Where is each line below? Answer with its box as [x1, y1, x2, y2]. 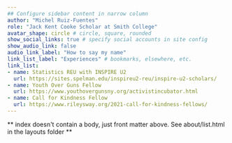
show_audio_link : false [7, 43, 77, 50]
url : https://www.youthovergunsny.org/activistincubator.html [13, 88, 198, 95]
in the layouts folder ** [7, 127, 73, 136]
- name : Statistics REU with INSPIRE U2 [7, 68, 127, 75]
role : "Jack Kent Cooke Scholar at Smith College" [7, 23, 158, 30]
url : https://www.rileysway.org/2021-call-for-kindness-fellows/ [13, 101, 208, 108]
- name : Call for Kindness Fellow [7, 95, 108, 102]
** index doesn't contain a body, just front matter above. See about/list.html [7, 120, 225, 128]
